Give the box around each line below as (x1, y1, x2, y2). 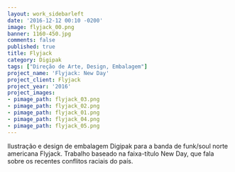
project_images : (7, 89, 55, 96)
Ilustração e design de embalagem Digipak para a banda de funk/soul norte (7, 142, 229, 150)
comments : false (7, 37, 55, 44)
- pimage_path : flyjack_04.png (7, 115, 100, 122)
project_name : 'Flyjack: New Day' (7, 69, 110, 76)
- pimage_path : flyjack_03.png (7, 96, 100, 103)
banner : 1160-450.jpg (7, 30, 72, 38)
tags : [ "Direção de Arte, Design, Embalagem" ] (7, 63, 148, 70)
